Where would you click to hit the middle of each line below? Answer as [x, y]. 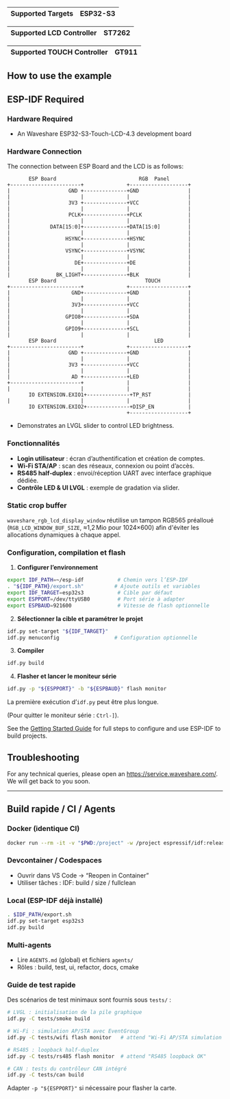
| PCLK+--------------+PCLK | [99, 215]
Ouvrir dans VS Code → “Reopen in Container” [83, 875]
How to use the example [60, 76]
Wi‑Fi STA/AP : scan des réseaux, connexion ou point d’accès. [106, 466]
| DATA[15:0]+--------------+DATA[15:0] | [99, 227]
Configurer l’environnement [57, 568]
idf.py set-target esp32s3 [46, 921]
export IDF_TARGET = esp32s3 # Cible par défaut [90, 593]
